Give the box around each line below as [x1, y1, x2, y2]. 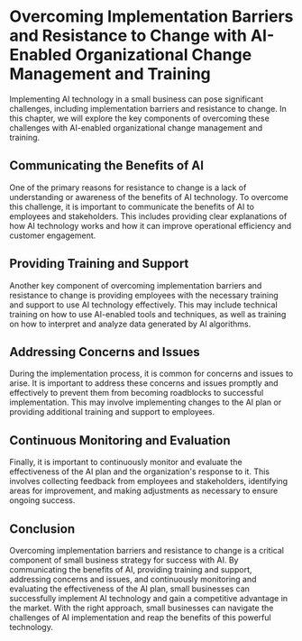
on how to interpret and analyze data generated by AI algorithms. [9, 318, 252, 329]
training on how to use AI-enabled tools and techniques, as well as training [9, 308, 287, 319]
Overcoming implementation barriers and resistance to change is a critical [9, 545, 284, 555]
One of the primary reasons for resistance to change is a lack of [9, 182, 247, 193]
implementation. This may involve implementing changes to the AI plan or [9, 397, 282, 407]
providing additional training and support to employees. [9, 407, 215, 417]
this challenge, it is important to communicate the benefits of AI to [9, 201, 255, 212]
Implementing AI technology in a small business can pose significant [9, 93, 264, 105]
